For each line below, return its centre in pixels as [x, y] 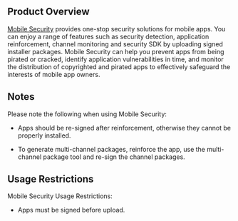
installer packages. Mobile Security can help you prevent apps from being [116, 51]
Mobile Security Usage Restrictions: [60, 196]
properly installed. [44, 135]
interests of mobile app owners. [54, 74]
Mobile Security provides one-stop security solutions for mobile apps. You [117, 29]
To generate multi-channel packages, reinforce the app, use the [111, 149]
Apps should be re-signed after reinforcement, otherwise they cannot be [124, 128]
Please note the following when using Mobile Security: [87, 114]
